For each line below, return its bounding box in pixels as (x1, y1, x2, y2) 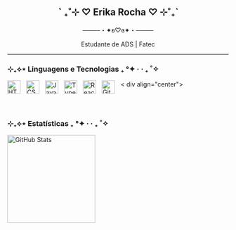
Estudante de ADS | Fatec (80, 39, 156, 49)
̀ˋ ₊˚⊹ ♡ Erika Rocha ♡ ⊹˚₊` (57, 6, 179, 18)
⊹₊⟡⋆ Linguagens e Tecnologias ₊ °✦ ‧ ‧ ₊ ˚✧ (7, 64, 159, 74)
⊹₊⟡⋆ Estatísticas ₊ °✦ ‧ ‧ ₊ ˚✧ (7, 119, 109, 129)
